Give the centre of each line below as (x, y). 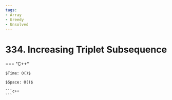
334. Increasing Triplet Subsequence (86, 50)
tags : (11, 10)
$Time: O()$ (18, 73)
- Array (14, 15)
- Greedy (15, 19)
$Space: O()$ (19, 83)
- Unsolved (17, 24)
